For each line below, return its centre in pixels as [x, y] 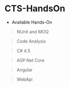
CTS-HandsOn [35, 9]
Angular [24, 70]
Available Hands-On [32, 22]
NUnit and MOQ [33, 31]
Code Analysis [31, 41]
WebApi [24, 79]
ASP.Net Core [30, 60]
